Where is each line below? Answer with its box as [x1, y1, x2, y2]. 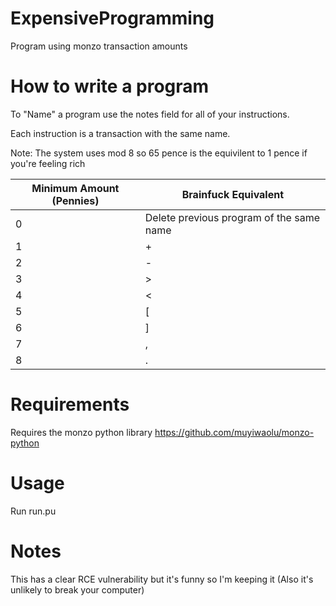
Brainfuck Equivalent [181, 187, 285, 201]
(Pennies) [51, 193, 100, 207]
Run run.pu [10, 505, 57, 517]
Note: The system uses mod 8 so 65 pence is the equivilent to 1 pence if [10, 147, 308, 159]
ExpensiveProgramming [10, 7, 215, 30]
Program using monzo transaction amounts [10, 40, 188, 52]
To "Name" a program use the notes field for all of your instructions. [10, 108, 290, 120]
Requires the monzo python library [10, 426, 153, 438]
